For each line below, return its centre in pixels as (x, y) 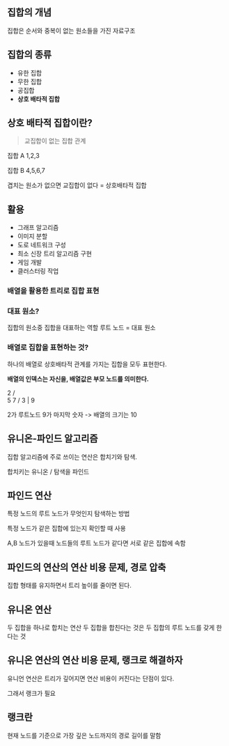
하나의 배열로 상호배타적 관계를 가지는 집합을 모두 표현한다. (87, 364)
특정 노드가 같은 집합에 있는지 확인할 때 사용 (67, 529)
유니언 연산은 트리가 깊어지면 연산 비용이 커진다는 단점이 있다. (91, 678)
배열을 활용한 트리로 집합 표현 (53, 291)
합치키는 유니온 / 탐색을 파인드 (48, 472)
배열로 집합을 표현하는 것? (48, 348)
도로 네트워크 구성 (41, 245)
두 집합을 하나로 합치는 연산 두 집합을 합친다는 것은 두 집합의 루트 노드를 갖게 (111, 628)
